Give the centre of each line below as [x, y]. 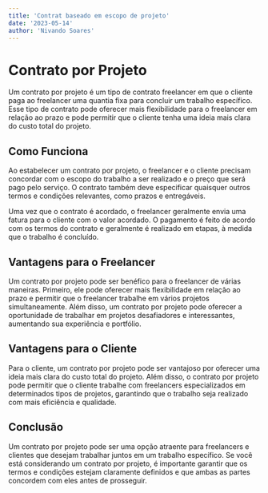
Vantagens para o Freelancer [82, 262]
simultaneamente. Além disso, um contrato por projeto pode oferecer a [125, 306]
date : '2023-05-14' [41, 23]
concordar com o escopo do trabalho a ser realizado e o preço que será [127, 179]
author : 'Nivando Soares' [51, 30]
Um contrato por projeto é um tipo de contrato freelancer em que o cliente [131, 92]
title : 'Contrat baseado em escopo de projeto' [89, 16]
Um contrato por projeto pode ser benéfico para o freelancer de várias [125, 281]
